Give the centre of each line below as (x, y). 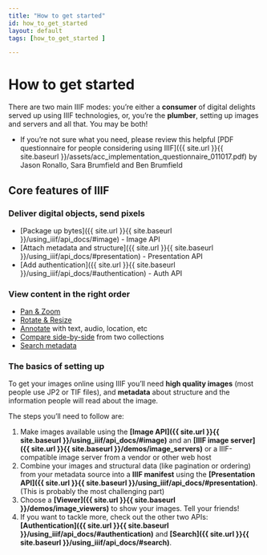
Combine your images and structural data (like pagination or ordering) (135, 466)
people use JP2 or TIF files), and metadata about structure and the (119, 392)
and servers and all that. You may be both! (78, 124)
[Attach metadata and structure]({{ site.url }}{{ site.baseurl (117, 247)
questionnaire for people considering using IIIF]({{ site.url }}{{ (121, 148)
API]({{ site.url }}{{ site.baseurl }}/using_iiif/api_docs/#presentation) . (139, 483)
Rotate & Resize (46, 320)
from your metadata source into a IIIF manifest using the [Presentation (137, 475)
